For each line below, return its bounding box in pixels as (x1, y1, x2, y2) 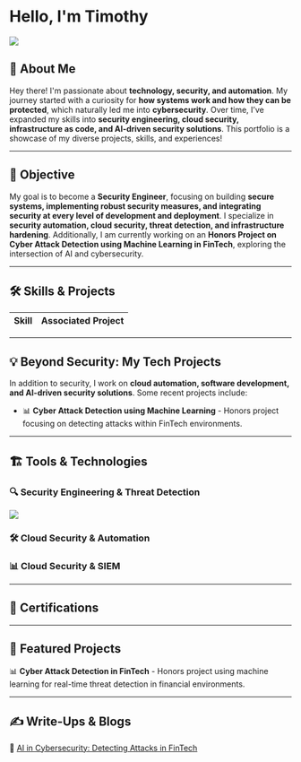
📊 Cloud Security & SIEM (9, 559, 121, 572)
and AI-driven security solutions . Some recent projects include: (9, 387, 248, 398)
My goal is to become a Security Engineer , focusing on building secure (9, 191, 275, 202)
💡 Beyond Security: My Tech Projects (9, 354, 221, 369)
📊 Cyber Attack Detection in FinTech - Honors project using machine (9, 665, 269, 676)
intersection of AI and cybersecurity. (9, 248, 144, 259)
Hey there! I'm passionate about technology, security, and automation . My (9, 85, 288, 96)
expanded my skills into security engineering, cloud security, (9, 114, 239, 125)
